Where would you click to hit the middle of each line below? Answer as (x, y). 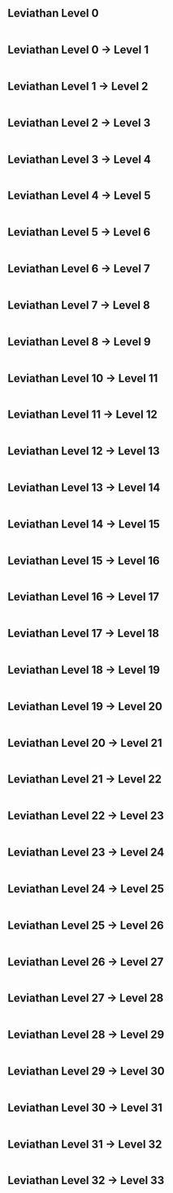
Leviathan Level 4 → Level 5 (79, 195)
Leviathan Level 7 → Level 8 (79, 305)
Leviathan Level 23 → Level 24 (86, 852)
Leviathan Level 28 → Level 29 (86, 1035)
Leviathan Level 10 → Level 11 (83, 378)
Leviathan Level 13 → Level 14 (84, 487)
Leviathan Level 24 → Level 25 (86, 889)
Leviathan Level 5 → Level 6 (79, 232)
